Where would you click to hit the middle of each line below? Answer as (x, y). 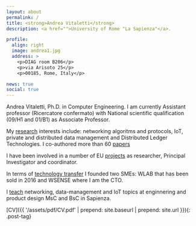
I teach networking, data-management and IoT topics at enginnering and (96, 192)
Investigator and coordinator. (42, 162)
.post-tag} (19, 216)
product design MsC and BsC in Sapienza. (59, 198)
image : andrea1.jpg (36, 51)
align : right (28, 45)
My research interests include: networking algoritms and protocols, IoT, (95, 131)
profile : (17, 40)
